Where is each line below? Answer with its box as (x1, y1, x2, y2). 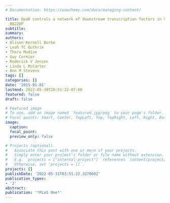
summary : (5, 31, 24, 36)
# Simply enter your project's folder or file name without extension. (5, 152, 164, 157)
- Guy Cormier (5, 54, 35, 59)
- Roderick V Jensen (5, 59, 49, 64)
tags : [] (5, 73, 24, 78)
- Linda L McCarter (5, 64, 47, 69)
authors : (5, 35, 24, 40)
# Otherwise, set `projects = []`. (5, 162, 85, 167)
